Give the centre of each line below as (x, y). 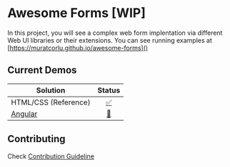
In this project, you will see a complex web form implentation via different (115, 33)
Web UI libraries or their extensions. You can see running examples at (110, 40)
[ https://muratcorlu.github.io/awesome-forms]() (78, 48)
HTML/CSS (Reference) (51, 102)
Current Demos (42, 70)
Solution (51, 90)
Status (109, 90)
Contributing (36, 139)
